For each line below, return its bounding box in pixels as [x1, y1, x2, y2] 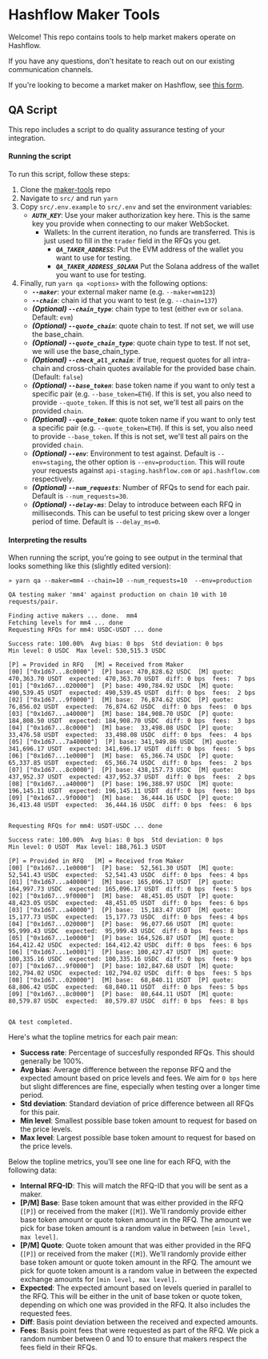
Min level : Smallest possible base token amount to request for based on [19, 1116, 258, 1126]
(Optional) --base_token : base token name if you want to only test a [31, 380, 256, 390]
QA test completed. [8, 1019, 74, 1027]
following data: [8, 1165, 58, 1175]
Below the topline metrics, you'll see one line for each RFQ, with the [8, 1157, 231, 1167]
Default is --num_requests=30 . [31, 491, 129, 501]
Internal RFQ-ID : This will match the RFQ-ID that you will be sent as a [19, 1181, 249, 1191]
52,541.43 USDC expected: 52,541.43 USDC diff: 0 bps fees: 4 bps [8, 871, 249, 879]
